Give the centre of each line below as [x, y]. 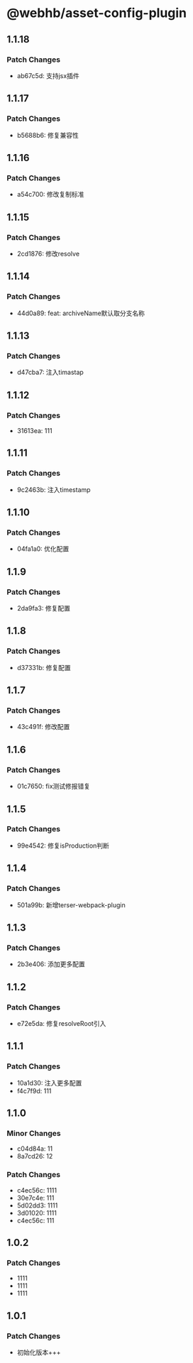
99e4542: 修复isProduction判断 [63, 845]
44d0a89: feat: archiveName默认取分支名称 [81, 313]
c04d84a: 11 [35, 1149]
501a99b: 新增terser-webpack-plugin [71, 905]
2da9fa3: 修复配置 [43, 608]
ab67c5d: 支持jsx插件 [48, 75]
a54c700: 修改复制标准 [50, 195]
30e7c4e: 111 [35, 1198]
